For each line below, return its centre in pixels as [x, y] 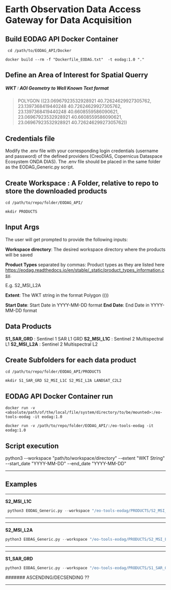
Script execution [32, 446]
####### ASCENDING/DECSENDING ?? [47, 578]
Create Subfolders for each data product [71, 360]
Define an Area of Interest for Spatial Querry [77, 75]
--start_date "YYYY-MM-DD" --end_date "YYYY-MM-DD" [66, 464]
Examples [21, 484]
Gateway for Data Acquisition [69, 20]
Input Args [22, 227]
